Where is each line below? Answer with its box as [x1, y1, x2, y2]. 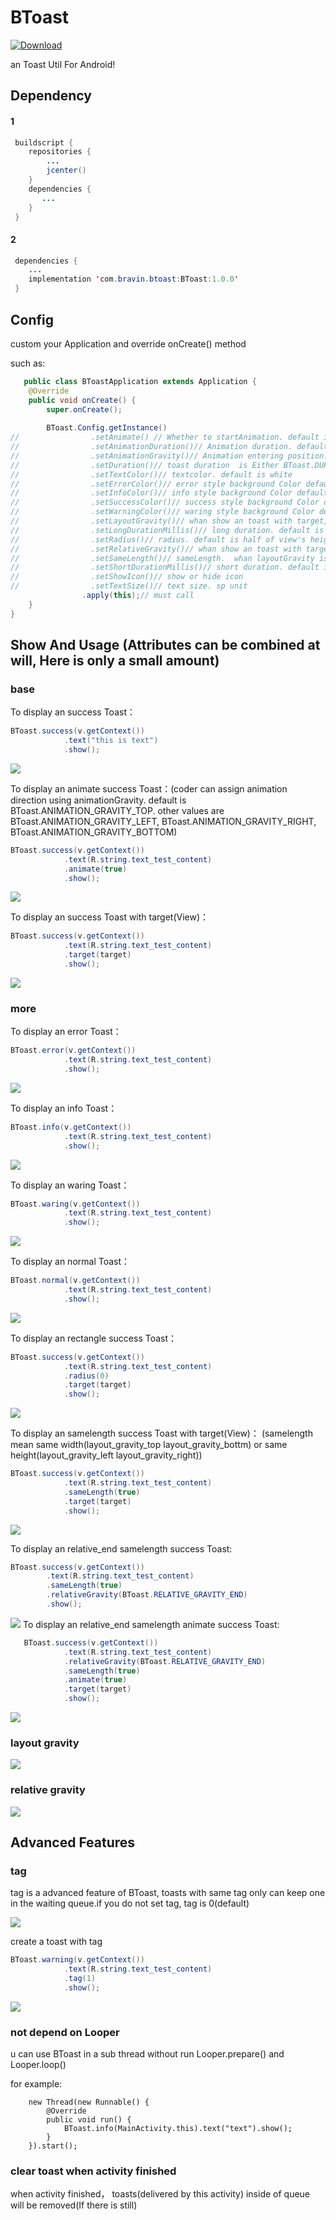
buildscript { [14, 137, 74, 148]
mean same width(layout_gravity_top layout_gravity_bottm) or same [10, 1439, 288, 1451]
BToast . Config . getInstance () [46, 423, 168, 433]
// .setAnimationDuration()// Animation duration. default [10, 442, 329, 452]
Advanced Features [10, 1834, 136, 1851]
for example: [10, 2078, 63, 2090]
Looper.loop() [10, 2059, 67, 2071]
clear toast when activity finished [10, 2164, 177, 2178]
